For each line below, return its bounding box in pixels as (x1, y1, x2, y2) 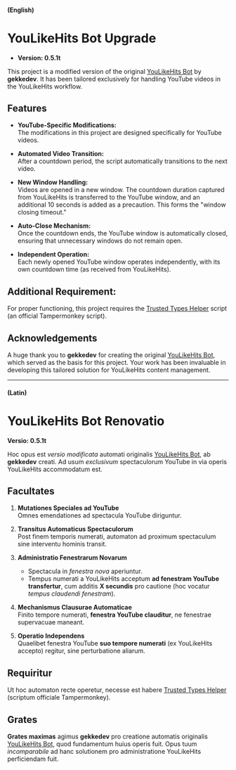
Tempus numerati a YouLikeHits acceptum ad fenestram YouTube (27, 575, 220, 583)
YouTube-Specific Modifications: (17, 121, 117, 129)
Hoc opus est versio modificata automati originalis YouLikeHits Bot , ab (7, 450, 211, 458)
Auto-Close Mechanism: (17, 222, 91, 230)
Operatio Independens (17, 631, 85, 640)
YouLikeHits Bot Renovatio (7, 413, 165, 429)
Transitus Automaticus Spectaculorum (17, 525, 133, 534)
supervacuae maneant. (17, 618, 85, 627)
